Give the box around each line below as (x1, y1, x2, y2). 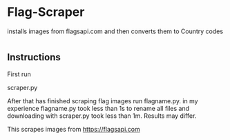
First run (7, 70, 31, 78)
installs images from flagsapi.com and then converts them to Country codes (7, 27, 223, 35)
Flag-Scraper (7, 4, 85, 20)
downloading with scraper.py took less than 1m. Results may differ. (7, 112, 197, 120)
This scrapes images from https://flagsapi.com (7, 125, 140, 133)
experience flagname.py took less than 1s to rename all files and (7, 104, 190, 112)
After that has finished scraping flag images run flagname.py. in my (7, 96, 198, 105)
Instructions (7, 51, 61, 63)
